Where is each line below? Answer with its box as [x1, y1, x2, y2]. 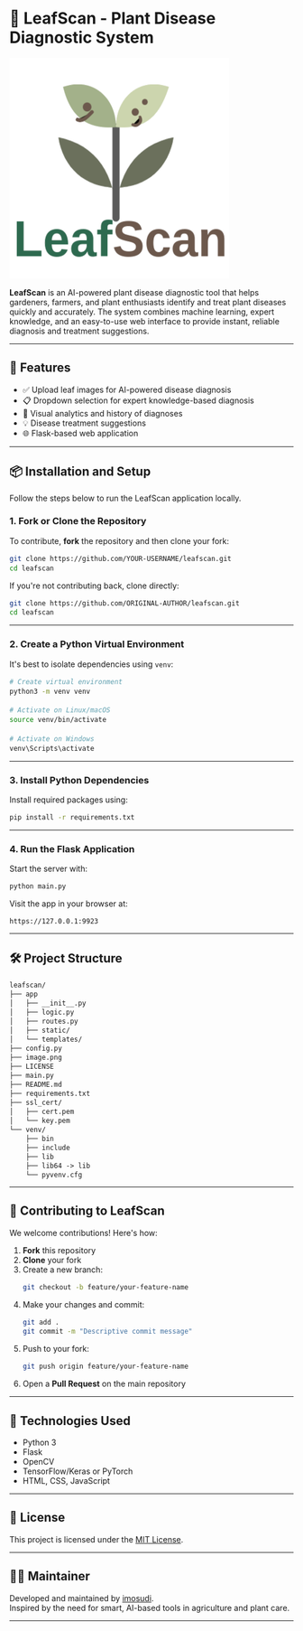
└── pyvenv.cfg [25, 1170, 83, 1179]
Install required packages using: [9, 794, 128, 805]
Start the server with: [9, 863, 88, 875]
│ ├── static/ [9, 1026, 70, 1035]
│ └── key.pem [9, 1116, 70, 1125]
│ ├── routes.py [9, 1017, 78, 1026]
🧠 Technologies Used [9, 1413, 131, 1429]
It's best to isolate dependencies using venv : [9, 659, 174, 670]
